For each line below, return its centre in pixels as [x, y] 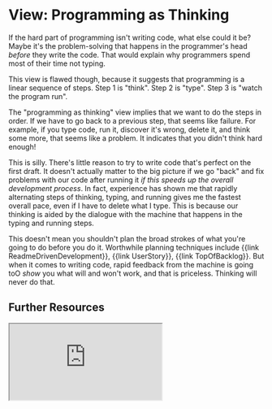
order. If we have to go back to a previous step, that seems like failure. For [132, 120]
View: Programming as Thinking [119, 15]
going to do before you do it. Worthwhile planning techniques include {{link [134, 247]
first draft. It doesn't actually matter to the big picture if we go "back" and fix [136, 171]
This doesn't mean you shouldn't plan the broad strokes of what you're [127, 238]
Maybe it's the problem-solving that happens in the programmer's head [128, 46]
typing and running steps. [52, 223]
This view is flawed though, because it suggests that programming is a [127, 79]
